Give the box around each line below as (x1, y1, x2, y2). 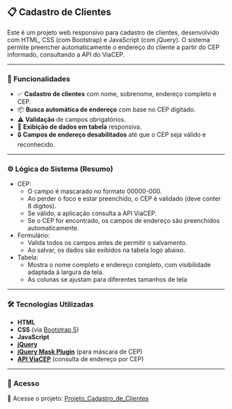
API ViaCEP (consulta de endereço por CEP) (17, 354, 144, 363)
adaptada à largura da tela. (27, 268, 104, 276)
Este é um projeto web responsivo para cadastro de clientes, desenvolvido (7, 28, 220, 37)
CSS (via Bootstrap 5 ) (17, 325, 79, 334)
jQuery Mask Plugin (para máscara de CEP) (17, 347, 143, 356)
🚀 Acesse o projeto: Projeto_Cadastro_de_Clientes (7, 394, 149, 402)
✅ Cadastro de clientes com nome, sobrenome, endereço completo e (17, 90, 217, 98)
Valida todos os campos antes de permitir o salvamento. (27, 239, 188, 247)
